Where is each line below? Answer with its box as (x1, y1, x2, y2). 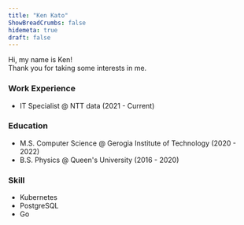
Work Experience (8, 83, 76, 94)
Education (8, 120, 49, 131)
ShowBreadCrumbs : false (8, 19, 87, 27)
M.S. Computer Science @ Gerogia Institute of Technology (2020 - (19, 138, 236, 148)
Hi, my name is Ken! (8, 55, 73, 65)
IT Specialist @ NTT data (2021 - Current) (19, 101, 155, 110)
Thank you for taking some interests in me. (8, 64, 147, 73)
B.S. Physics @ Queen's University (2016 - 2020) (19, 155, 179, 164)
